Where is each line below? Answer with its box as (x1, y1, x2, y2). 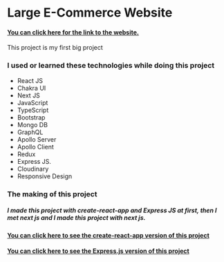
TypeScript (17, 106, 49, 114)
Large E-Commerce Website (7, 5, 173, 21)
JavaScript (17, 98, 48, 106)
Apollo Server (17, 135, 57, 143)
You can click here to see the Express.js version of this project (7, 247, 190, 255)
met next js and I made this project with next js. (7, 214, 146, 222)
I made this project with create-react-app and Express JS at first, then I (7, 206, 217, 215)
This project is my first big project (7, 44, 104, 52)
